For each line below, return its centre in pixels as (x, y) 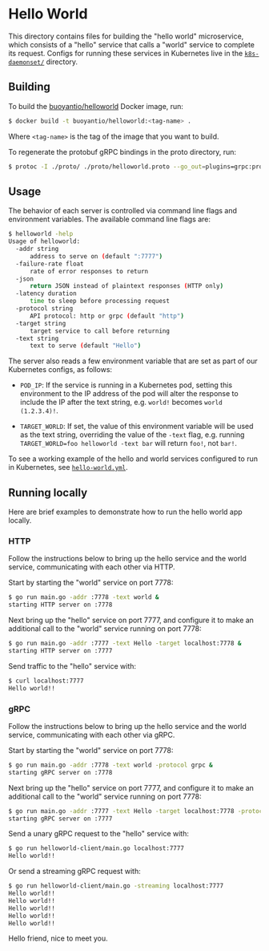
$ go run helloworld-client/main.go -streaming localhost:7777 (116, 886)
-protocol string (44, 309)
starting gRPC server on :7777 (60, 819)
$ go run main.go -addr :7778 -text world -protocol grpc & (111, 765)
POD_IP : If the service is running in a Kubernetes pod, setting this (126, 385)
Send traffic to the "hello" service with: (72, 666)
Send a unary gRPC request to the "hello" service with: (99, 834)
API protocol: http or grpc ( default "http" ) (106, 316)
